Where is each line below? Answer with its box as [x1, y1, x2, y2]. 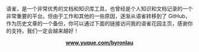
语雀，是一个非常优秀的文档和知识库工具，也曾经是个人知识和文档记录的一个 [6, 5, 193, 12]
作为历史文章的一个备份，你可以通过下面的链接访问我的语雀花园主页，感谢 [6, 20, 188, 27]
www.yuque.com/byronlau [65, 39, 134, 46]
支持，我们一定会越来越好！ [11, 27, 79, 34]
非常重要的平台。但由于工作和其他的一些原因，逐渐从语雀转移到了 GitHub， [6, 12, 191, 19]
